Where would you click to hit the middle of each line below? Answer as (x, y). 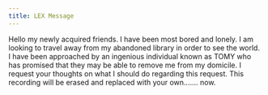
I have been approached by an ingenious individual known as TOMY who (130, 56)
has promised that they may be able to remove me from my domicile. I (125, 65)
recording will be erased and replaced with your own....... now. (112, 82)
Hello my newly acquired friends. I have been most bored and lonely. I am (131, 39)
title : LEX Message (41, 16)
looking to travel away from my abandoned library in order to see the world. (134, 47)
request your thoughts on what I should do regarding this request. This (126, 73)
